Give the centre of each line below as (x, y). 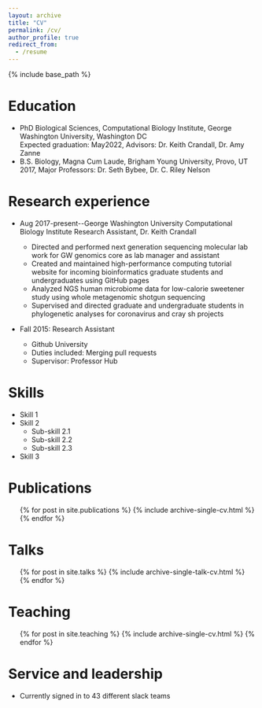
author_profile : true (44, 37)
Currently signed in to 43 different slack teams (95, 695)
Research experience (79, 202)
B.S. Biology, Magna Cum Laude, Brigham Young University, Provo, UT (134, 161)
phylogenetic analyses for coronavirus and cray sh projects (127, 313)
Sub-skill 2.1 (51, 431)
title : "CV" (28, 23)
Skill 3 (30, 456)
